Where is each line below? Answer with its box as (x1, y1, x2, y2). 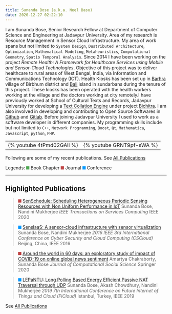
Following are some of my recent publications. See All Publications (5, 154, 146, 161)
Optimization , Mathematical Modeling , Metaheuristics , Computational (5, 48, 151, 54)
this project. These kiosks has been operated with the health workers (5, 86, 152, 92)
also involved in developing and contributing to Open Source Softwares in (5, 108, 161, 114)
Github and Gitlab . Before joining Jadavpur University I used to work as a (5, 113, 159, 120)
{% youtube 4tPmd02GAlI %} (8, 142, 78, 149)
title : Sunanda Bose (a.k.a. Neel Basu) (5, 7, 93, 13)
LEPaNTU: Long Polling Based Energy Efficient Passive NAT (22, 277, 148, 283)
